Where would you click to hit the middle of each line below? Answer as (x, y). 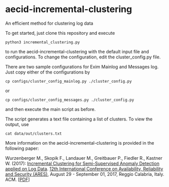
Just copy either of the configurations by (48, 72)
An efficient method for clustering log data (49, 23)
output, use (17, 124)
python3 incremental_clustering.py (43, 42)
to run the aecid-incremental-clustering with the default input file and (77, 51)
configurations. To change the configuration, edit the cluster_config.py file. (83, 57)
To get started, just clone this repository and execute (60, 33)
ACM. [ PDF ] (18, 179)
